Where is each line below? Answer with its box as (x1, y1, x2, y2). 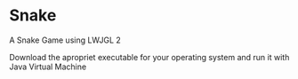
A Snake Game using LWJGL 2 (9, 35, 122, 45)
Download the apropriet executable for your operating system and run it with (9, 51, 290, 62)
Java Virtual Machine (9, 61, 87, 72)
